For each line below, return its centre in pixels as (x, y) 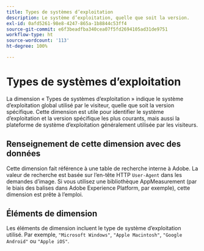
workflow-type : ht (30, 35)
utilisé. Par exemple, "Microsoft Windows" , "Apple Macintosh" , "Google (94, 235)
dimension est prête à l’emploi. (45, 194)
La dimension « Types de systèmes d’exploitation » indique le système (95, 99)
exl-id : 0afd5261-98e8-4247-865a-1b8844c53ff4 (67, 23)
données (24, 154)
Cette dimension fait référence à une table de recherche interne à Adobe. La (102, 168)
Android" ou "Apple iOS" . (38, 241)
